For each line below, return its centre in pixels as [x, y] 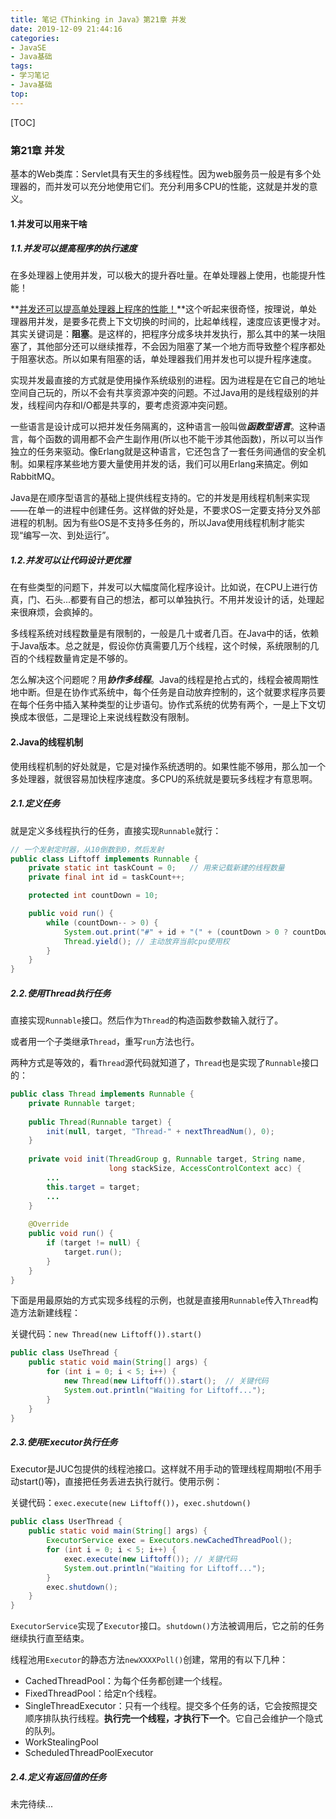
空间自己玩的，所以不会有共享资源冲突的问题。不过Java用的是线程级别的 [160, 393]
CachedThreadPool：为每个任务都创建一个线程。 [126, 1681]
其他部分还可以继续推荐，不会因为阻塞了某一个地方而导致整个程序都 [176, 347]
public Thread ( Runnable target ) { [100, 1122]
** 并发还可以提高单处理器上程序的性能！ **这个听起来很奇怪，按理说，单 [159, 309]
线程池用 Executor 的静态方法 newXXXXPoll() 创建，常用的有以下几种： [149, 1660]
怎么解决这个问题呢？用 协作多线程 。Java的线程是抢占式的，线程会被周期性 [165, 680]
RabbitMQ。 [35, 477]
